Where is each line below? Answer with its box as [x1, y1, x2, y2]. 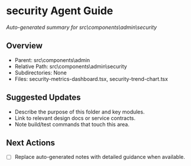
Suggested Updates [6, 93, 81, 103]
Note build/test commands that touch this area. [14, 121, 130, 128]
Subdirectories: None [14, 69, 67, 76]
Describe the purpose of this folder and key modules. [14, 108, 145, 115]
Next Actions [6, 138, 55, 148]
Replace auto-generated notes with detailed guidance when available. [14, 154, 185, 161]
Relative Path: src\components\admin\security [14, 63, 127, 70]
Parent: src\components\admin [14, 56, 90, 63]
